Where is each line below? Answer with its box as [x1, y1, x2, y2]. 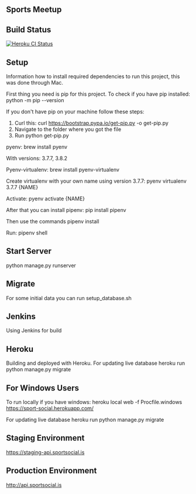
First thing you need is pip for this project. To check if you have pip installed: [6, 90, 190, 98]
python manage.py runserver [6, 261, 76, 269]
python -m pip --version [6, 97, 64, 104]
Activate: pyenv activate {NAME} [6, 195, 85, 202]
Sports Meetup [6, 5, 62, 15]
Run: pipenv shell [6, 229, 48, 237]
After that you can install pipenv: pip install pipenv [6, 207, 127, 214]
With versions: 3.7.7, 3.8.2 [6, 155, 68, 162]
